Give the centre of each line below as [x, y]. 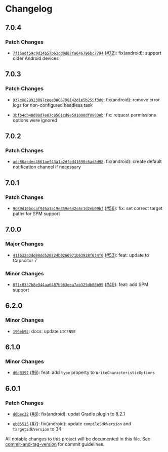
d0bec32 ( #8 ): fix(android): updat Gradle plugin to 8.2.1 [69, 414]
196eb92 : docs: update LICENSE [44, 331]
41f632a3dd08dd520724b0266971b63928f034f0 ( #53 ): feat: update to [81, 255]
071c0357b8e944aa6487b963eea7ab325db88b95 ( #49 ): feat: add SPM [80, 284]
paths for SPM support [36, 214]
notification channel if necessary [47, 167]
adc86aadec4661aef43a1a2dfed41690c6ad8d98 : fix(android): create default [87, 161]
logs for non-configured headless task [52, 105]
